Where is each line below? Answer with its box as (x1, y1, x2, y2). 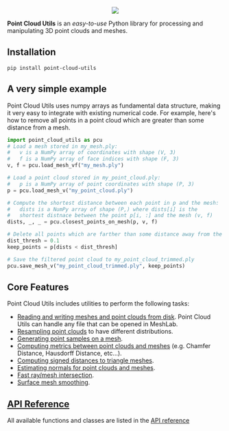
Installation (7, 47, 56, 58)
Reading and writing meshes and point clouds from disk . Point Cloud (16, 312, 211, 321)
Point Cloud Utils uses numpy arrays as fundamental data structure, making (7, 101, 221, 110)
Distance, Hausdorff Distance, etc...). (16, 349, 122, 358)
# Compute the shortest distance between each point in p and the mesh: (7, 199, 219, 206)
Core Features (7, 281, 69, 293)
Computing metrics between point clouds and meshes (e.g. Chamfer (16, 342, 211, 350)
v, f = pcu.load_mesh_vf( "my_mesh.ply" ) (7, 162, 125, 169)
